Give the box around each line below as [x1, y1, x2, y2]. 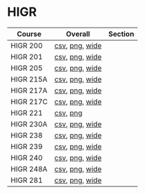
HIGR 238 [10, 130, 43, 140]
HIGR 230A [10, 119, 48, 128]
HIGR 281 [10, 175, 43, 185]
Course [17, 29, 42, 39]
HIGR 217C [10, 97, 48, 106]
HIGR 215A [10, 74, 48, 84]
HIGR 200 [10, 41, 43, 50]
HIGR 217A [10, 86, 48, 95]
